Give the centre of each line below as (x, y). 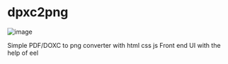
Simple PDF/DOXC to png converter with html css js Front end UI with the (114, 45)
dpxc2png (38, 12)
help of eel (23, 53)
